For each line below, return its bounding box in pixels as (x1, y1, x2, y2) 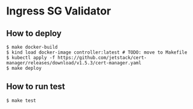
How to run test (6, 81, 65, 92)
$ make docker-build (6, 44, 59, 50)
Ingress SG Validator (6, 4, 112, 18)
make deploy (11, 65, 42, 71)
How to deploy (6, 28, 62, 39)
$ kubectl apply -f (6, 55, 55, 61)
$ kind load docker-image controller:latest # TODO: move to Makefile (6, 49, 188, 55)
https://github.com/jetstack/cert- (57, 55, 147, 61)
